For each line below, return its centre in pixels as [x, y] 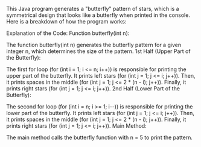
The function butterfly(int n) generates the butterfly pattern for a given [94, 45]
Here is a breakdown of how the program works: [66, 21]
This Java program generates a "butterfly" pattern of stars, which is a [93, 9]
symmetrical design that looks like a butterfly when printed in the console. [98, 15]
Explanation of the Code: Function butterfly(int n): [68, 33]
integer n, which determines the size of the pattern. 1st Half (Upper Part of [99, 51]
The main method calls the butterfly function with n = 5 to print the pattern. [100, 137]
